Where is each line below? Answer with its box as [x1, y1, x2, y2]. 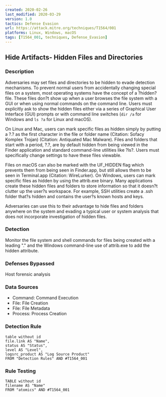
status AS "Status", [5, 343, 48, 348]
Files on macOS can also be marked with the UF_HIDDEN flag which [5, 162, 144, 168]
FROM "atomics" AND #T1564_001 [5, 388, 70, 393]
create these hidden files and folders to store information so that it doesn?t [5, 183, 158, 189]
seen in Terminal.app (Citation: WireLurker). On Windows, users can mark [5, 172, 156, 178]
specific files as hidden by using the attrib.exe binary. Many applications [5, 177, 153, 183]
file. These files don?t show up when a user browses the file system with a [5, 95, 158, 101]
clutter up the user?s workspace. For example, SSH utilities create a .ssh [5, 188, 153, 194]
